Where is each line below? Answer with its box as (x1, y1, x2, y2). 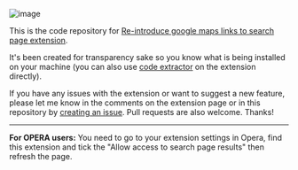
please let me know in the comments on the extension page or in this (9, 97, 261, 108)
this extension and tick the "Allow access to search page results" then (9, 142, 264, 152)
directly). (9, 71, 43, 81)
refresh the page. (9, 151, 73, 161)
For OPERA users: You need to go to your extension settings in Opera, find (9, 133, 282, 143)
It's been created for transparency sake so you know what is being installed (9, 52, 286, 62)
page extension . (9, 35, 68, 45)
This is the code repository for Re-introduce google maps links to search (9, 26, 275, 35)
